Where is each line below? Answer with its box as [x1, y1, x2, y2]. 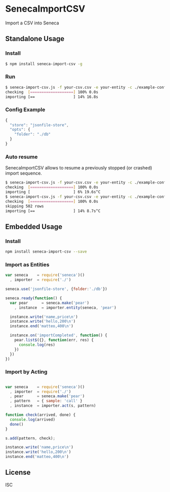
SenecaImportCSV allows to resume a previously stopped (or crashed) [5, 165, 153, 171]
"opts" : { [10, 127, 30, 132]
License [5, 468, 31, 477]
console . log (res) [18, 342, 56, 347]
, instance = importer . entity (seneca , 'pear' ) [14, 305, 116, 310]
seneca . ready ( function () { [5, 295, 62, 301]
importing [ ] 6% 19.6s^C [5, 190, 101, 195]
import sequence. [5, 170, 42, 177]
